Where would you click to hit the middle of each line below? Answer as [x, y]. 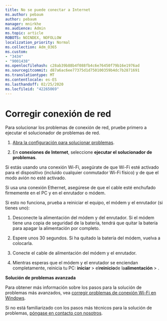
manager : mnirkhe [23, 24]
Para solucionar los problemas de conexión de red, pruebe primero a [76, 128]
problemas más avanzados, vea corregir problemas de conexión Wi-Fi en [81, 293]
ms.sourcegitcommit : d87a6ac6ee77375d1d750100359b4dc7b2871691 [72, 71]
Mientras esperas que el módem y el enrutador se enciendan [75, 263]
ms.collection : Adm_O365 [31, 47]
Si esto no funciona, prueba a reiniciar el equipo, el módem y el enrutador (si [84, 203]
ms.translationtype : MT [30, 75]
